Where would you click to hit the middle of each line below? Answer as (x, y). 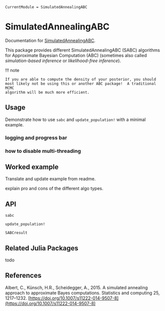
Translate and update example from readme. (51, 179)
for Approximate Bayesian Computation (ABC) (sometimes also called (76, 55)
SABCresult (16, 233)
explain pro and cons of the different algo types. (54, 188)
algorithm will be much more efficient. (48, 92)
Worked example (32, 167)
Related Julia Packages (42, 248)
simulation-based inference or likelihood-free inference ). (63, 61)
